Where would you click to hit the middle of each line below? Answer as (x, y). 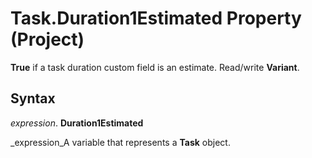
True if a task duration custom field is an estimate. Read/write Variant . (155, 67)
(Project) (47, 39)
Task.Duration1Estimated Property (156, 18)
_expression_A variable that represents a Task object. (120, 142)
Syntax (33, 98)
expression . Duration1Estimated (77, 123)
